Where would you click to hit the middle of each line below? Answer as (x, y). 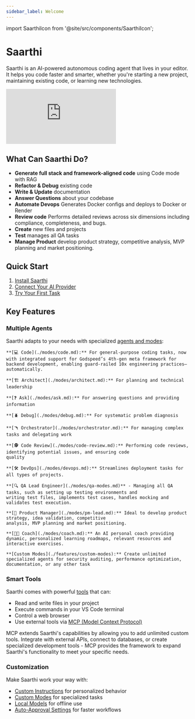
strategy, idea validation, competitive (56, 518)
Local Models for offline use (48, 704)
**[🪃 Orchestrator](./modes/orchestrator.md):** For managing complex (95, 428)
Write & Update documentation (52, 192)
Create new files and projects (50, 229)
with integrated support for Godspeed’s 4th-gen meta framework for (91, 359)
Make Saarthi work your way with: (47, 680)
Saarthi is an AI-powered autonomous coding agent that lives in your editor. (97, 68)
